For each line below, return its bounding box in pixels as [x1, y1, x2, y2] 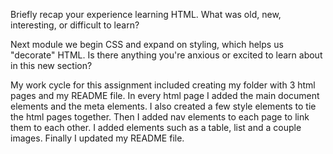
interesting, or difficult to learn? [10, 19, 140, 31]
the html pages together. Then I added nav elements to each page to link [10, 111, 310, 123]
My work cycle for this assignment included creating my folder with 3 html [10, 79, 316, 91]
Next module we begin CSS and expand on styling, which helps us [10, 39, 284, 50]
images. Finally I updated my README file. [10, 132, 185, 144]
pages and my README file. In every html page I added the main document [10, 90, 320, 101]
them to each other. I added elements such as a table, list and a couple [10, 122, 302, 133]
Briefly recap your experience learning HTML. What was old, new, [10, 9, 282, 20]
